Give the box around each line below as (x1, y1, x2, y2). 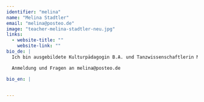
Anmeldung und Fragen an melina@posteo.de (12, 65, 121, 71)
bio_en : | (6, 76, 32, 82)
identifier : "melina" (6, 8, 61, 15)
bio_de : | (6, 49, 32, 55)
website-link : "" (17, 43, 61, 49)
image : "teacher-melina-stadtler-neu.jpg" (6, 25, 115, 32)
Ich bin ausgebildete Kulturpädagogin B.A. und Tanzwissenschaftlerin (12, 54, 194, 60)
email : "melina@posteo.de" (6, 20, 75, 26)
